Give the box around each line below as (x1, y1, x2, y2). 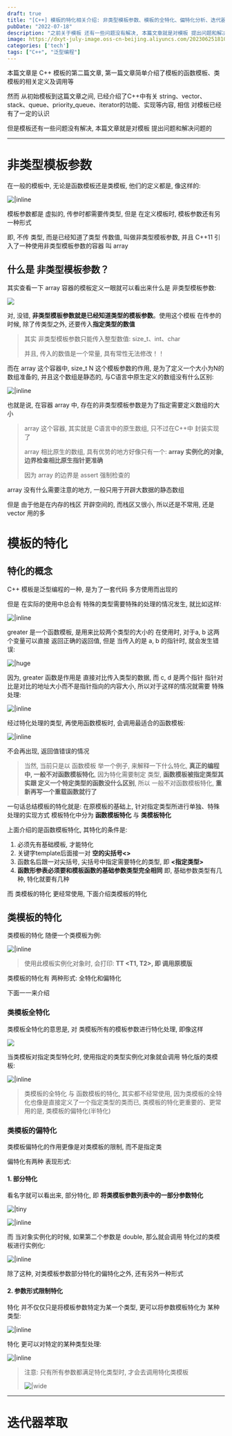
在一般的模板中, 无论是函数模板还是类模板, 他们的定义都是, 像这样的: (7, 181, 201, 190)
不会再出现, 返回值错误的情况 (7, 747, 90, 755)
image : (7, 36, 26, 43)
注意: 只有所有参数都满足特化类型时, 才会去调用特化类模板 (23, 1368, 188, 1376)
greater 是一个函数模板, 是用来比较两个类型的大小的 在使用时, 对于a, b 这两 (7, 628, 220, 636)
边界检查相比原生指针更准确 (23, 456, 104, 464)
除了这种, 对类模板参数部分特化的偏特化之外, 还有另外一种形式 (7, 1269, 184, 1278)
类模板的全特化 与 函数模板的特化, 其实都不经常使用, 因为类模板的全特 (23, 1089, 222, 1098)
